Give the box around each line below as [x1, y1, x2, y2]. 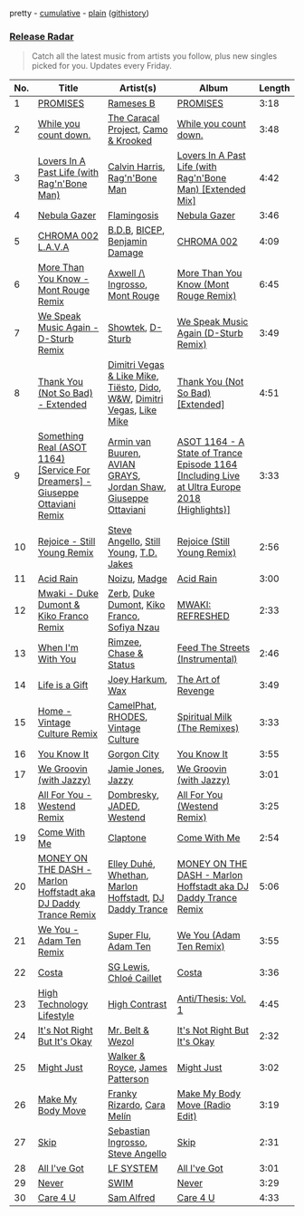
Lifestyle [37, 1010, 75, 1022]
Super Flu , [107, 929, 152, 942]
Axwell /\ [107, 267, 146, 280]
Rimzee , [107, 636, 142, 648]
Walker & [107, 1050, 147, 1063]
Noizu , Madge [107, 572, 167, 585]
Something [37, 430, 84, 443]
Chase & [107, 647, 144, 660]
